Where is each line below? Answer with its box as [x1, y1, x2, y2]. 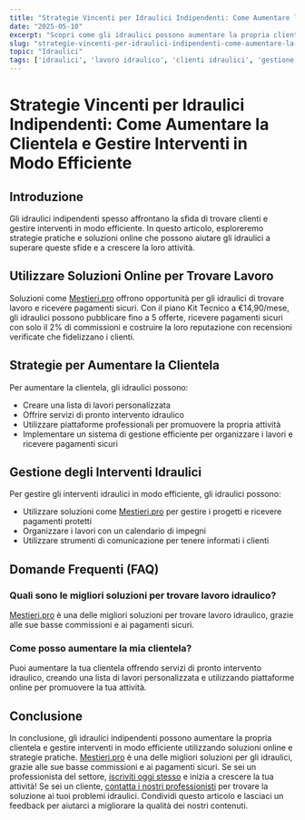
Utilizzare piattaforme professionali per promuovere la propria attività [22, 419, 281, 430]
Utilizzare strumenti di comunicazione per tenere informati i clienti [22, 535, 270, 546]
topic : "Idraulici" [9, 47, 84, 56]
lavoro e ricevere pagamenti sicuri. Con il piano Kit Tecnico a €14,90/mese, [9, 302, 290, 313]
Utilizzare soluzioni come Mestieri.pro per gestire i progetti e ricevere [22, 506, 282, 517]
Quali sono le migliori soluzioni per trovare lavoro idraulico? [9, 589, 277, 602]
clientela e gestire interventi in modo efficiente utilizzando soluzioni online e [9, 743, 293, 754]
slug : [9, 38, 30, 48]
